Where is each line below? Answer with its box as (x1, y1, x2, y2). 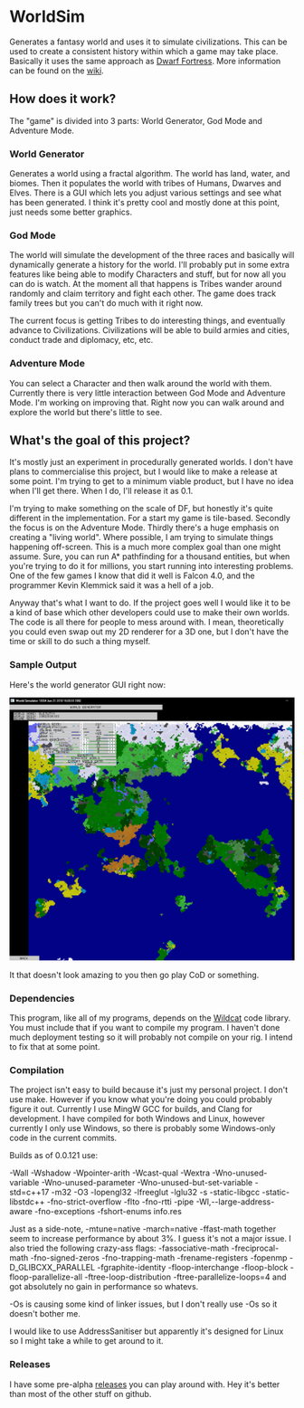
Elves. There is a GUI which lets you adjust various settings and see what (9, 187, 282, 198)
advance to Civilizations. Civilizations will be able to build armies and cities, (9, 325, 290, 336)
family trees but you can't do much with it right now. (9, 298, 204, 309)
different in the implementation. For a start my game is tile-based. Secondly (9, 513, 291, 524)
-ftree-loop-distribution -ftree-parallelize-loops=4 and (84, 1271, 287, 1282)
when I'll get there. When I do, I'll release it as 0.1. (9, 486, 194, 497)
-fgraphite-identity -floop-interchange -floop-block (97, 1262, 289, 1273)
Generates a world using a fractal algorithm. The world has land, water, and (9, 168, 290, 179)
